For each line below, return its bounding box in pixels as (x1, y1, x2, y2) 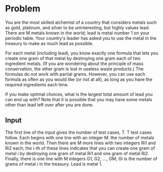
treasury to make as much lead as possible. (5, 40, 94, 46)
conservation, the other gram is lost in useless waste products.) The (5, 65, 144, 72)
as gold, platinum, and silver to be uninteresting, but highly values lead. (5, 24, 150, 30)
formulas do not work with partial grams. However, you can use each (5, 71, 146, 77)
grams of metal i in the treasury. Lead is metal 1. (5, 161, 103, 167)
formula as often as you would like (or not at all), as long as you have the (5, 76, 153, 82)
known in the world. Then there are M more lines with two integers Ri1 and (5, 140, 156, 146)
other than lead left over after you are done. (5, 102, 94, 108)
